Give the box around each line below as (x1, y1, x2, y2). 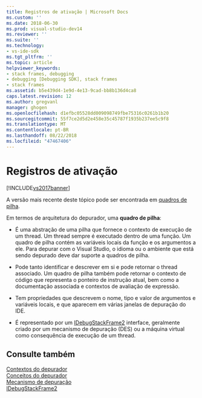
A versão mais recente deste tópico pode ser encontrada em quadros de (6, 196, 187, 203)
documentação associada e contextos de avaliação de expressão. (15, 282, 180, 290)
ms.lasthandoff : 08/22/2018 (6, 132, 77, 139)
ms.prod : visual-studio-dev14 (6, 25, 83, 32)
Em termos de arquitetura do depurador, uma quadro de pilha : (6, 214, 161, 221)
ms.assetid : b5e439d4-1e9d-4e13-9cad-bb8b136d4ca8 (6, 88, 137, 94)
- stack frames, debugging (6, 71, 74, 77)
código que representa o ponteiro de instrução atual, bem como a (15, 276, 180, 283)
